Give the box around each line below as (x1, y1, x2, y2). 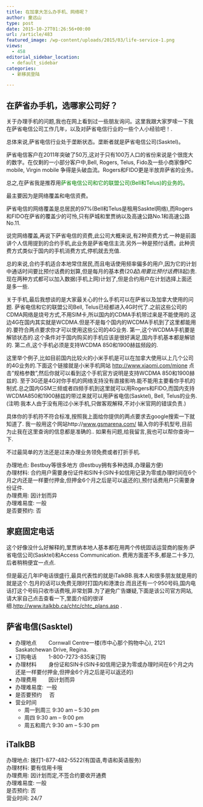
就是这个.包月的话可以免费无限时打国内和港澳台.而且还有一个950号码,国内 (6, 579, 191, 586)
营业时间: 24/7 (6, 794, 42, 802)
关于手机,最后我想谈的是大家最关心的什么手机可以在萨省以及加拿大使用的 (6, 296, 189, 303)
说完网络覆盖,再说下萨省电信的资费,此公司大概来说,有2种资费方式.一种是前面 (6, 232, 196, 239)
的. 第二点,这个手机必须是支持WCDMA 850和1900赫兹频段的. (6, 342, 159, 349)
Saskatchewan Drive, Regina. (15, 645, 88, 653)
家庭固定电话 (6, 526, 55, 537)
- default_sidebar (12, 60, 59, 66)
